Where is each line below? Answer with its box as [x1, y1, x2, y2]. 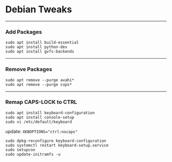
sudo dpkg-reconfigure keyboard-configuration [5, 138, 106, 143]
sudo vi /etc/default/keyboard [5, 119, 72, 124]
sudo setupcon [5, 147, 36, 152]
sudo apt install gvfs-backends [5, 49, 74, 55]
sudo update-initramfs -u [5, 152, 60, 157]
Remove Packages [5, 66, 52, 73]
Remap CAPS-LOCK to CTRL [5, 99, 77, 106]
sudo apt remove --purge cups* [5, 82, 72, 87]
